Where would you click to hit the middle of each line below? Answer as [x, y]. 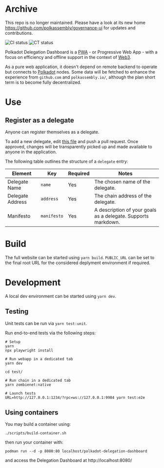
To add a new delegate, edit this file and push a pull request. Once [72, 141]
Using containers [32, 413]
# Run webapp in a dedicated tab [39, 359]
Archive [21, 9]
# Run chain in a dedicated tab [38, 380]
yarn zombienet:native [28, 385]
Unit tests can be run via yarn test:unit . [46, 323]
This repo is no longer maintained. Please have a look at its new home [75, 23]
